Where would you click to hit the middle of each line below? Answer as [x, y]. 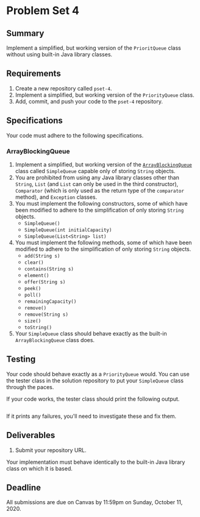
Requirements [34, 74]
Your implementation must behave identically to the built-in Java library [96, 462]
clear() [34, 262]
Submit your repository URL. [51, 450]
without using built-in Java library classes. [59, 54]
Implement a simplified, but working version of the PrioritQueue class [94, 48]
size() [33, 321]
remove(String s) [46, 314]
